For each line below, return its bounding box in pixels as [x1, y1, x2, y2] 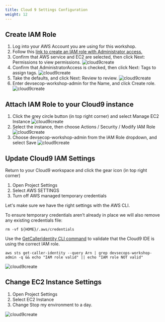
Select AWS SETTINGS [12, 187, 60, 193]
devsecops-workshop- [109, 250, 153, 255]
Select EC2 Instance [12, 296, 54, 302]
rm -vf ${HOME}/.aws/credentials [5, 227, 75, 232]
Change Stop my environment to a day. [12, 302, 92, 308]
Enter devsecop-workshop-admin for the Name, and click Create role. [12, 80, 156, 86]
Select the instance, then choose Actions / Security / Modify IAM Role [12, 124, 156, 130]
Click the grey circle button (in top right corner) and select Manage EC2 [12, 113, 159, 119]
